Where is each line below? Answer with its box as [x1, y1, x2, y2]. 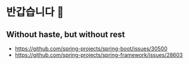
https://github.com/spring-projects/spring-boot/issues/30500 [14, 45, 167, 52]
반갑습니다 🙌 [6, 5, 64, 19]
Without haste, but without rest [6, 29, 126, 39]
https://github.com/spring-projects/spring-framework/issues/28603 [14, 52, 183, 58]
